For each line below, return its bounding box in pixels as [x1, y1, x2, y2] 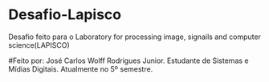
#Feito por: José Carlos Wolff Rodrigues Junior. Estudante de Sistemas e [8, 56, 249, 65]
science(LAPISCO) [8, 40, 70, 49]
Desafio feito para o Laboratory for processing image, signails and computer [8, 32, 261, 41]
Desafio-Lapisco [8, 6, 122, 24]
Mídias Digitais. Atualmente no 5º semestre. [8, 64, 153, 73]
